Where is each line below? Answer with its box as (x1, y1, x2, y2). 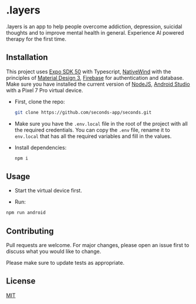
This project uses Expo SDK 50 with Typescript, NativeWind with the (6, 68, 171, 75)
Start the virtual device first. (14, 187, 82, 194)
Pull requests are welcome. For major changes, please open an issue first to (6, 242, 190, 248)
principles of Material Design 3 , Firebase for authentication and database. (6, 74, 184, 81)
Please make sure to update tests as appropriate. (6, 259, 125, 266)
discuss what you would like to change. (6, 248, 102, 255)
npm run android (6, 210, 46, 216)
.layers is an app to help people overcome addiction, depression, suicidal (6, 23, 183, 30)
